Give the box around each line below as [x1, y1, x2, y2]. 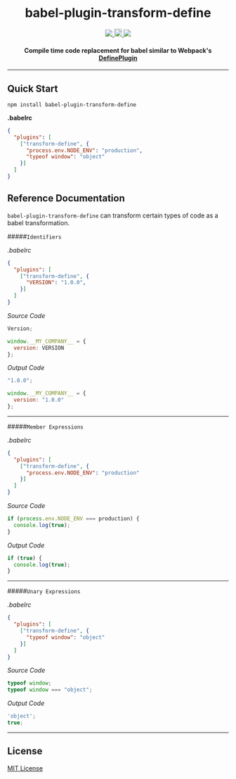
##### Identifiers [7, 232, 62, 241]
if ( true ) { [7, 555, 42, 562]
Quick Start [7, 82, 58, 94]
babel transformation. [7, 218, 70, 227]
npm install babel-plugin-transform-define [7, 101, 137, 108]
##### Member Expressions [7, 422, 84, 431]
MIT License [7, 764, 44, 772]
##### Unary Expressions [7, 587, 81, 595]
